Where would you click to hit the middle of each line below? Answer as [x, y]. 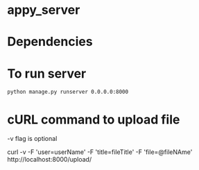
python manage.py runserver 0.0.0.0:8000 [68, 92]
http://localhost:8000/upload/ [50, 160]
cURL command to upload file [94, 119]
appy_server [44, 10]
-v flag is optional [32, 139]
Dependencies [50, 42]
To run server [47, 73]
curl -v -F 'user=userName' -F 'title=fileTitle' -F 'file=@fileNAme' [100, 152]
